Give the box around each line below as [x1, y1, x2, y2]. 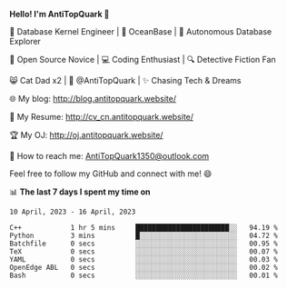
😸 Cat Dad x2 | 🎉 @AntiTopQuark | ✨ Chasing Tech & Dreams [9, 75, 242, 85]
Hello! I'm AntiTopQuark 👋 [9, 9, 110, 19]
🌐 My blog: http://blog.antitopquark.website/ [9, 94, 177, 104]
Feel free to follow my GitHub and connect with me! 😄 [9, 168, 213, 179]
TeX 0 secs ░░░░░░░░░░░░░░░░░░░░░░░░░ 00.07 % [9, 247, 279, 256]
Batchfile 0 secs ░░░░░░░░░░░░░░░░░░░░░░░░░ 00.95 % [9, 239, 279, 248]
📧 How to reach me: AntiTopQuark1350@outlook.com [9, 151, 210, 161]
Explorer [9, 36, 41, 46]
